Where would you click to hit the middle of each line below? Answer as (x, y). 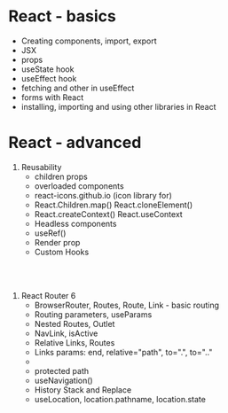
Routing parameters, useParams (93, 314)
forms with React (52, 97)
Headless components (75, 223)
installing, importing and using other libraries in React (118, 106)
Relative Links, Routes (75, 342)
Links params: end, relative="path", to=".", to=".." (123, 352)
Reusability (41, 167)
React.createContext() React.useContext (108, 214)
